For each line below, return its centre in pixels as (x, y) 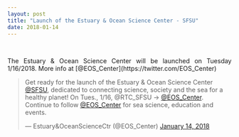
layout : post (27, 14)
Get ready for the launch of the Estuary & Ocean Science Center (119, 82)
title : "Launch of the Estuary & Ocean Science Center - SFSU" (103, 21)
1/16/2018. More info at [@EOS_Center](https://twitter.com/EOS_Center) (112, 69)
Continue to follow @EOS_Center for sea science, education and (119, 105)
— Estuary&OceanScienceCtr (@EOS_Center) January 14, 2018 (117, 126)
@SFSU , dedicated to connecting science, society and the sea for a (124, 90)
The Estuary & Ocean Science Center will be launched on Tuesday (119, 61)
